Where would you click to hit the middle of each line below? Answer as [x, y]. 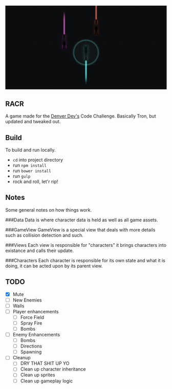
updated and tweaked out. [33, 122]
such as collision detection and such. [44, 235]
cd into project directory [38, 159]
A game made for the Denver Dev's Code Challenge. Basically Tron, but [81, 116]
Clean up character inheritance [53, 369]
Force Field [32, 317]
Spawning [31, 352]
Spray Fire [31, 323]
